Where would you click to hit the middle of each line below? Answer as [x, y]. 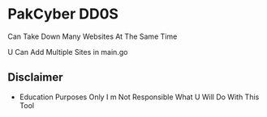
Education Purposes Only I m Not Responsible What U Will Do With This [139, 97]
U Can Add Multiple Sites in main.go [68, 52]
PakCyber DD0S [63, 14]
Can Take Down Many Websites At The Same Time [93, 36]
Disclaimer [35, 77]
